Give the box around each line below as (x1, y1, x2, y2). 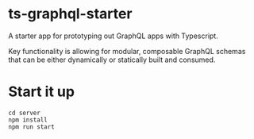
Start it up (8, 83, 75, 101)
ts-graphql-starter (8, 5, 133, 23)
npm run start (8, 122, 56, 131)
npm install (8, 116, 48, 124)
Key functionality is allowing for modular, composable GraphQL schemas (8, 46, 246, 56)
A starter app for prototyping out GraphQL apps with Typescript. (8, 31, 218, 41)
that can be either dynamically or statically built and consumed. (8, 55, 216, 64)
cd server (8, 109, 41, 117)
